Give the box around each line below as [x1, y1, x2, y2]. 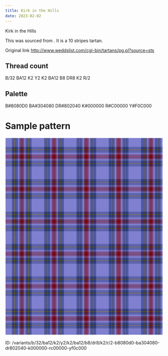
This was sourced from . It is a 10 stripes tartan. [5, 38, 103, 44]
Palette [5, 89, 28, 98]
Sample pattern [5, 120, 71, 132]
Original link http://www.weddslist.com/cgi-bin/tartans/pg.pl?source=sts [5, 47, 154, 53]
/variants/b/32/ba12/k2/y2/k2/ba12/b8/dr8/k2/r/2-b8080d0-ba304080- [11, 340, 160, 346]
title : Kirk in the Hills [5, 8, 59, 13]
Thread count [5, 62, 48, 70]
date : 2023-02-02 [5, 13, 41, 19]
